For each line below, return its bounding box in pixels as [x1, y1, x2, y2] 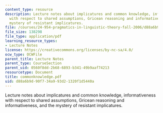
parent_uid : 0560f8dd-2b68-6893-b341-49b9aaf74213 [5, 66, 110, 71]
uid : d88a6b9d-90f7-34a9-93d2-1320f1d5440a [5, 79, 95, 84]
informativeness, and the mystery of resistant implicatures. [5, 102, 123, 108]
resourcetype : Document [5, 70, 53, 75]
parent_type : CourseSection [5, 61, 62, 66]
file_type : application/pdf [5, 34, 62, 39]
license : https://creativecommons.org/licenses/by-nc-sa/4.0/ [5, 47, 133, 52]
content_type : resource [5, 7, 53, 12]
